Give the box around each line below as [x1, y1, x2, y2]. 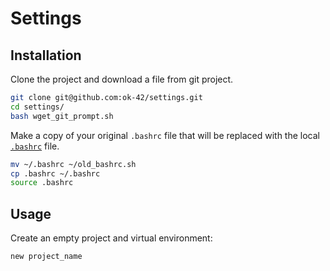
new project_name [10, 252, 83, 262]
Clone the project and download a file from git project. [10, 73, 234, 85]
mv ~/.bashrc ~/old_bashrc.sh [10, 159, 137, 169]
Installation [10, 47, 82, 64]
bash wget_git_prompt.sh [10, 111, 114, 121]
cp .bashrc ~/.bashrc [10, 168, 101, 179]
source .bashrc [10, 178, 74, 188]
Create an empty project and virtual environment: [10, 232, 213, 244]
